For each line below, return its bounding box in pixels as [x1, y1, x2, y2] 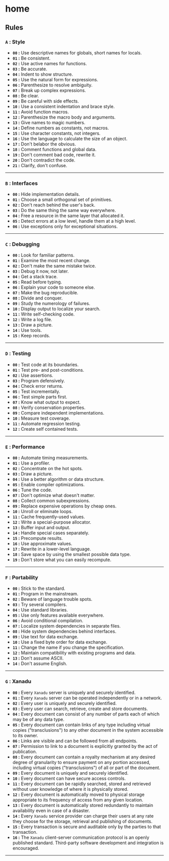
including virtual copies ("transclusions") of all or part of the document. [12, 765, 160, 771]
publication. [12, 748, 37, 754]
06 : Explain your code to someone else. [12, 284, 95, 290]
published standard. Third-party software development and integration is [12, 839, 164, 846]
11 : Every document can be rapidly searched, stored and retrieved [12, 781, 151, 787]
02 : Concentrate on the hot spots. [12, 466, 83, 472]
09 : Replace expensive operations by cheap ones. [12, 503, 117, 509]
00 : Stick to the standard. [12, 585, 65, 591]
